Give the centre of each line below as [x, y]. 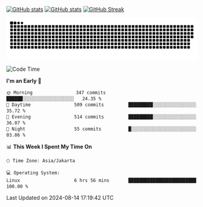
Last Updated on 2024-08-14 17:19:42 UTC [60, 197]
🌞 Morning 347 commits [56, 93]
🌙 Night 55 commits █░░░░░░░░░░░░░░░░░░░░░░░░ [101, 129]
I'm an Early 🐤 [24, 80]
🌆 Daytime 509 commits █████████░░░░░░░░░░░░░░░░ [101, 105]
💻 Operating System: [33, 172]
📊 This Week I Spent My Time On [49, 146]
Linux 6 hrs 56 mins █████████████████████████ [101, 180]
